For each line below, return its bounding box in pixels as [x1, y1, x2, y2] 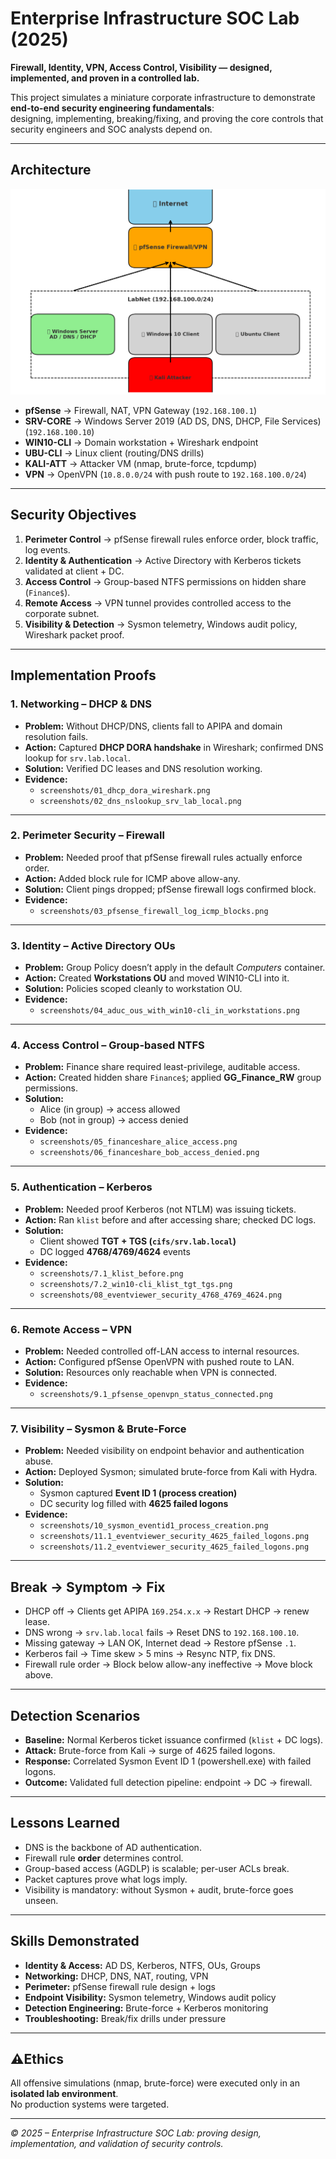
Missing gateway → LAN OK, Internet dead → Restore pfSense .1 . [24, 1637, 297, 1649]
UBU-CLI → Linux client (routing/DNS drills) [24, 447, 205, 459]
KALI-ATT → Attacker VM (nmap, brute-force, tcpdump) [24, 458, 258, 470]
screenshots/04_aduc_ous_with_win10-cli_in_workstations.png [39, 1006, 300, 1016]
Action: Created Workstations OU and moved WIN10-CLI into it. [24, 972, 290, 984]
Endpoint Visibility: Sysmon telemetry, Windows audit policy [24, 1991, 277, 2003]
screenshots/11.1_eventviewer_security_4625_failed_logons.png [39, 1532, 310, 1542]
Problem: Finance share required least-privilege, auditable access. [24, 1061, 301, 1073]
